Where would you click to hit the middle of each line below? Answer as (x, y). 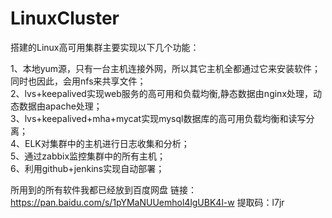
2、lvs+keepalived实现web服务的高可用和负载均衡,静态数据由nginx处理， (162, 93)
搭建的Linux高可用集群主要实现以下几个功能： (105, 47)
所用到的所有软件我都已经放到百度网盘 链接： (103, 189)
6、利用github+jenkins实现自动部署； (87, 168)
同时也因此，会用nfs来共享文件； (78, 81)
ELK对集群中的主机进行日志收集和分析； (107, 143)
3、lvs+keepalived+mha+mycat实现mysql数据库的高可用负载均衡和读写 (158, 118)
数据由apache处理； (60, 106)
